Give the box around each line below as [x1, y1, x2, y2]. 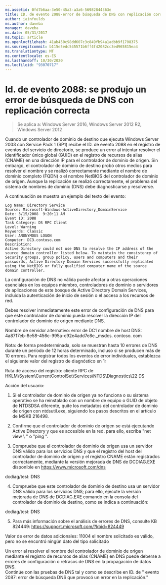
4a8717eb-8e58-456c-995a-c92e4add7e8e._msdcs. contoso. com [5, 333, 142, 339]
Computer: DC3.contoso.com [5, 237, 61, 243]
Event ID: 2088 [5, 216, 37, 221]
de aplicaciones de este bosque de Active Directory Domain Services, [5, 287, 148, 293]
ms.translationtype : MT [5, 49, 54, 54]
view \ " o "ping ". [12, 433, 48, 439]
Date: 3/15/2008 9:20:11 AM [5, 212, 65, 217]
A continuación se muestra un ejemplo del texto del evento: [5, 193, 126, 199]
